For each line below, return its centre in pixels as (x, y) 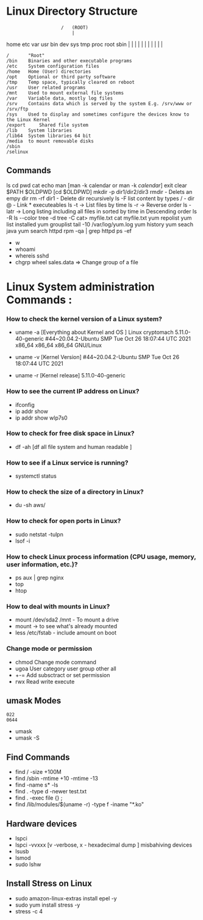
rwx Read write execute (45, 681)
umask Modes (34, 701)
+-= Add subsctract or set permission (62, 675)
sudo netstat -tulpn (39, 534)
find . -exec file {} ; (39, 798)
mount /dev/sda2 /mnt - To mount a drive (67, 620)
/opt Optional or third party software (61, 77)
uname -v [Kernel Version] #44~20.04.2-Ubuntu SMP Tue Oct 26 (97, 357)
